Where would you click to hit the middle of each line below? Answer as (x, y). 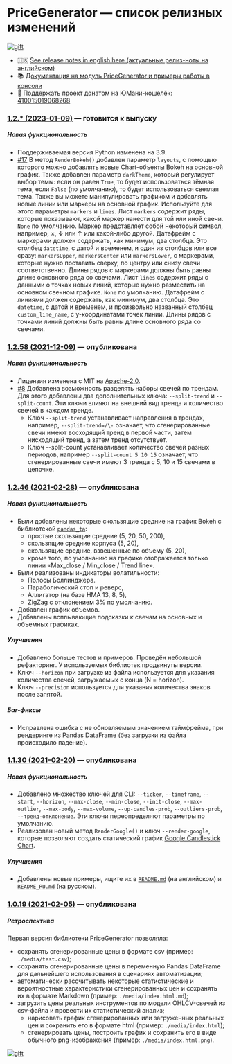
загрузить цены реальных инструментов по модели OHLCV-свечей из (121, 1003)
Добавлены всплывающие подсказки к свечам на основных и (109, 617)
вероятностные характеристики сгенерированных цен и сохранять (117, 988)
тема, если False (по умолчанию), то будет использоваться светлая (118, 189)
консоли (30, 85)
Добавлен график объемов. (59, 609)
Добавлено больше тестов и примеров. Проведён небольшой (109, 657)
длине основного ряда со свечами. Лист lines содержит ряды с (113, 277)
